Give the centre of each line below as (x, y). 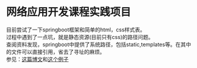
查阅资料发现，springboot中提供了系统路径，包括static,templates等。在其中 (99, 44)
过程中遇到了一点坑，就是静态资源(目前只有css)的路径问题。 (80, 37)
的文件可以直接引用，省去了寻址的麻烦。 (55, 51)
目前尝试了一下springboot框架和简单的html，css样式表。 (76, 30)
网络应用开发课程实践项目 (69, 12)
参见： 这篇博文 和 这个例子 (37, 59)
